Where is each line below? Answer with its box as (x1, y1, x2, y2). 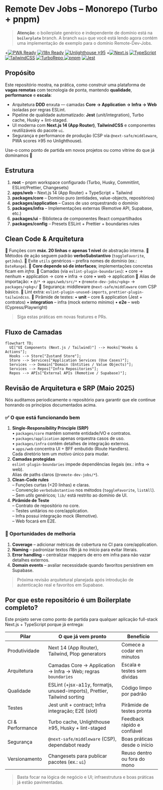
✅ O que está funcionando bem (5, 414, 80, 421)
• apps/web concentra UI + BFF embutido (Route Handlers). (12, 446, 130, 452)
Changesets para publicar (48, 753, 107, 759)
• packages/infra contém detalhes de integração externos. (12, 441, 130, 447)
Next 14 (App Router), (48, 645, 99, 651)
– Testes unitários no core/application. (12, 508, 89, 514)
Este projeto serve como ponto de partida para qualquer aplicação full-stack (5, 616, 158, 622)
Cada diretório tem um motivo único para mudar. (12, 451, 109, 457)
